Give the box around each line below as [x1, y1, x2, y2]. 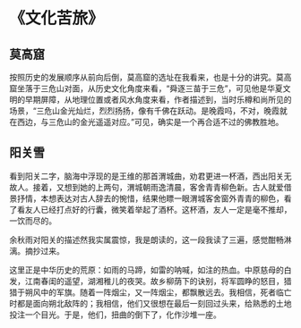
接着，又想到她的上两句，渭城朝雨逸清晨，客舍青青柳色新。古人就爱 [32, 181, 284, 192]
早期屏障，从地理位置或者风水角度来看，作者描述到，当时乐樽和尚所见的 [24, 95, 292, 105]
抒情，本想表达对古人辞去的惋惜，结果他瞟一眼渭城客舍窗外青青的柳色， [16, 193, 284, 204]
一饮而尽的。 [9, 215, 56, 226]
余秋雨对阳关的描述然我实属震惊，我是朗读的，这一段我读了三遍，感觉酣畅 [9, 234, 284, 245]
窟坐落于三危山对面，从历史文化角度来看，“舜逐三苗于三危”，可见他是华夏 [9, 83, 284, 94]
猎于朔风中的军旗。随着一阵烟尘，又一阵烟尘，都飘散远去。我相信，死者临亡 [9, 287, 292, 298]
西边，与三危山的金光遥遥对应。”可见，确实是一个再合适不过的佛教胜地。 [16, 117, 284, 127]
